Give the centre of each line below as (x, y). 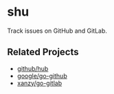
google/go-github (42, 76)
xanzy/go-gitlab (39, 83)
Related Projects (43, 52)
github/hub (33, 68)
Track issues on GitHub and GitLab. (57, 31)
